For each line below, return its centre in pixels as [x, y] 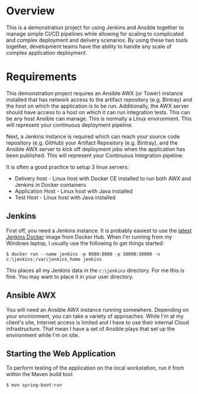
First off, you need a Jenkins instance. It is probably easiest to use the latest [99, 230]
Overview [31, 11]
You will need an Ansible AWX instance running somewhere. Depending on [98, 309]
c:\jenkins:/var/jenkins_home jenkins [54, 259]
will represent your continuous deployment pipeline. [70, 125]
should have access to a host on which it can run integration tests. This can [98, 112]
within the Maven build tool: [40, 374]
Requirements [41, 77]
